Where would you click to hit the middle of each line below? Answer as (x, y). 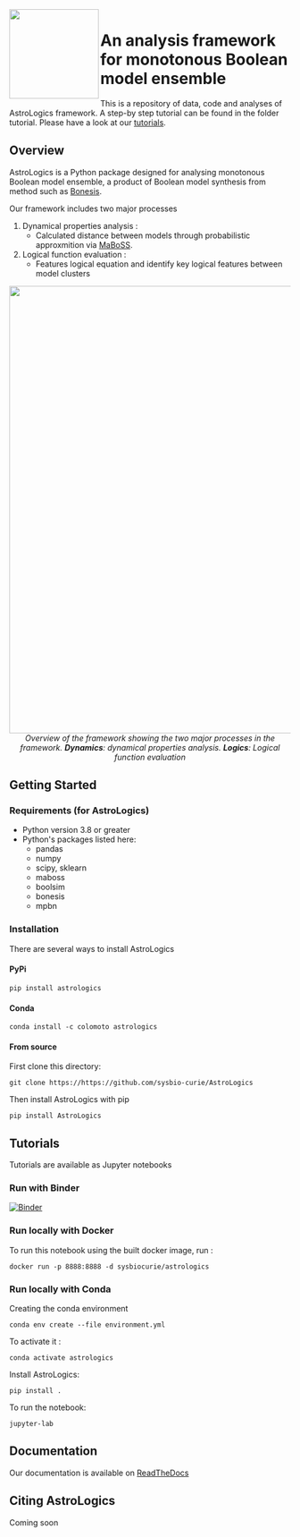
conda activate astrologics (62, 1358)
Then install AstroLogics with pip (69, 1100)
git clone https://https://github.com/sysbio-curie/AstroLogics (131, 1083)
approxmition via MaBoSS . (84, 244)
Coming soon (34, 1522)
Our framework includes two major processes (93, 208)
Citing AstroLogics (62, 1501)
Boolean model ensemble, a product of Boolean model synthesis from (137, 182)
